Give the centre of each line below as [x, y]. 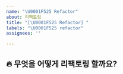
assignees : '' [24, 33]
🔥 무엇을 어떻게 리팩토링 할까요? [62, 64]
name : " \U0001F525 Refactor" [42, 11]
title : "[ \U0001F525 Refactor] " [48, 22]
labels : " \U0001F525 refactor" [45, 28]
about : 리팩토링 [24, 17]
